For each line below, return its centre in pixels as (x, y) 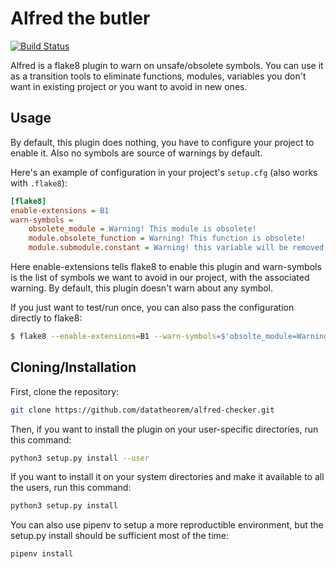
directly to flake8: (46, 318)
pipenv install (42, 554)
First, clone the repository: (65, 391)
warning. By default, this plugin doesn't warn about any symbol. (142, 288)
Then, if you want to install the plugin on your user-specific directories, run (164, 429)
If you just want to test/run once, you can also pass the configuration (152, 307)
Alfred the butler (80, 18)
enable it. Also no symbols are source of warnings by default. (136, 153)
